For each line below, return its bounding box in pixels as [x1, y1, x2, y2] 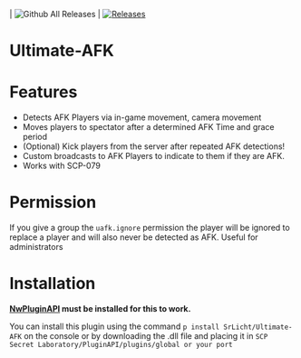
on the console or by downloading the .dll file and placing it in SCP [24, 331, 268, 341]
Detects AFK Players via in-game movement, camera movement [22, 112, 262, 123]
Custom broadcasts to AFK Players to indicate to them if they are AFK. [22, 151, 286, 162]
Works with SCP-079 [22, 160, 102, 172]
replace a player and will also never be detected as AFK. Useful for [9, 232, 258, 243]
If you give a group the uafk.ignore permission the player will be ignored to [9, 223, 290, 234]
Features [9, 82, 78, 103]
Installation [9, 273, 96, 294]
